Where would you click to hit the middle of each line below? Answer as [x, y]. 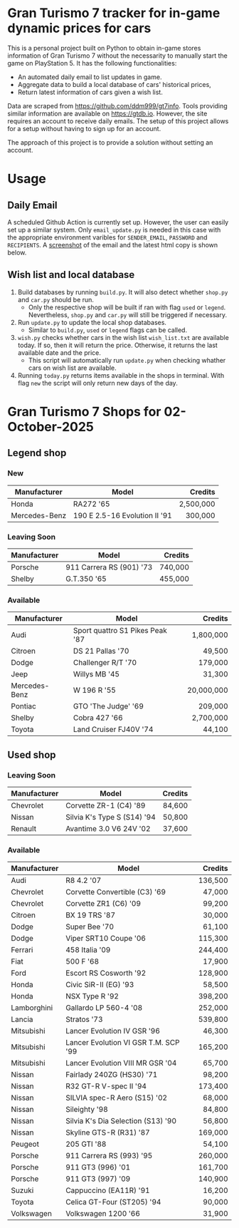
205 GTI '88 [86, 1144]
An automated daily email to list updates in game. [90, 77]
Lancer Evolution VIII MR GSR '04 [121, 1063]
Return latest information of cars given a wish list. [90, 92]
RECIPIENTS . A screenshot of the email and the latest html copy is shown [113, 244]
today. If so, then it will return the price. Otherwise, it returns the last [118, 345]
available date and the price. [59, 352]
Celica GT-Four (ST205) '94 [113, 1202]
